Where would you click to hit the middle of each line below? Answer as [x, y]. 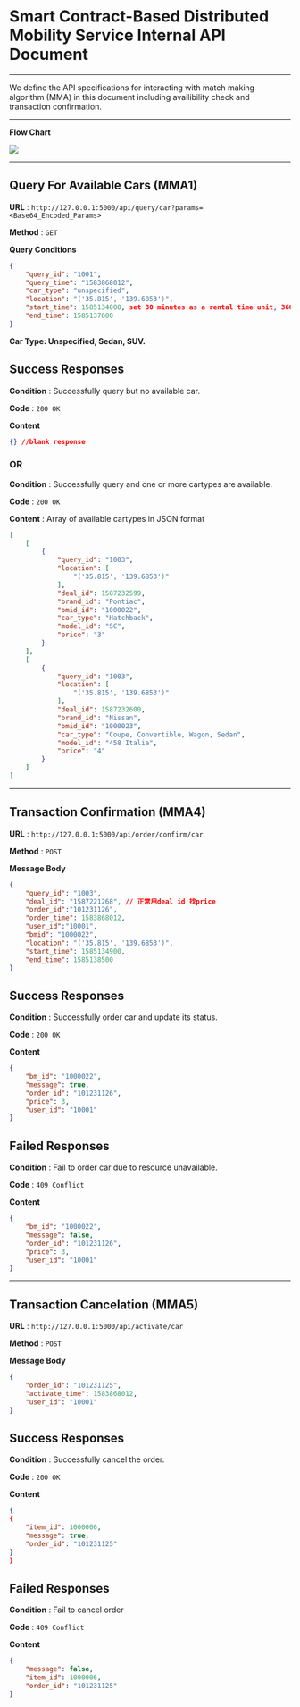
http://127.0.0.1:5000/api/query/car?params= [117, 207]
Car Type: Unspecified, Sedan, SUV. [77, 341]
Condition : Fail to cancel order [67, 1610]
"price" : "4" [81, 751]
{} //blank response [48, 441]
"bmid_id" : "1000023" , [99, 726]
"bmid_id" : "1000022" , [99, 610]
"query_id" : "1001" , [63, 274]
